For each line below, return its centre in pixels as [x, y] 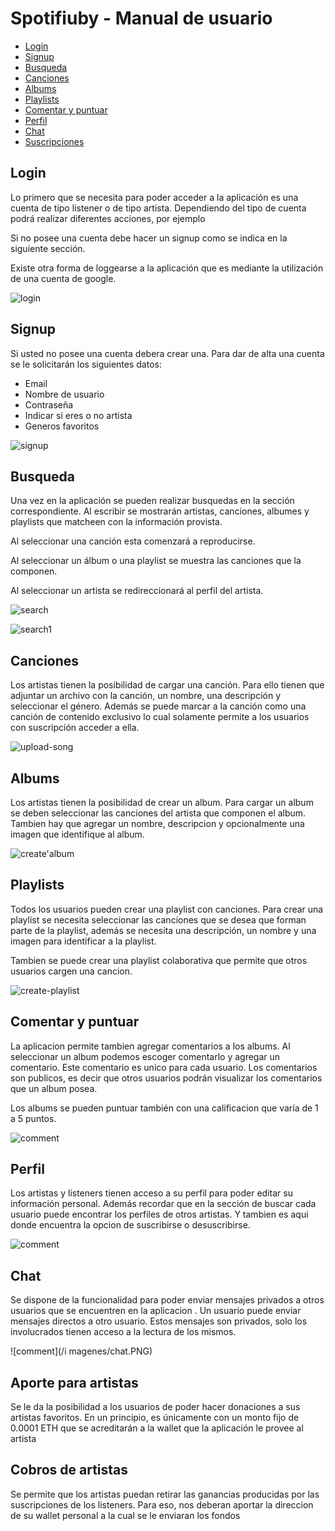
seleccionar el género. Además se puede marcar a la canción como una [158, 706]
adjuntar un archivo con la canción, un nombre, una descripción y [146, 696]
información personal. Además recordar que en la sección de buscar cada [163, 1204]
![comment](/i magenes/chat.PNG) [81, 1351]
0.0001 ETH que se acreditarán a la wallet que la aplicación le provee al [157, 1428]
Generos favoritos [62, 426]
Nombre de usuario [64, 394]
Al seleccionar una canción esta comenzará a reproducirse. [133, 541]
